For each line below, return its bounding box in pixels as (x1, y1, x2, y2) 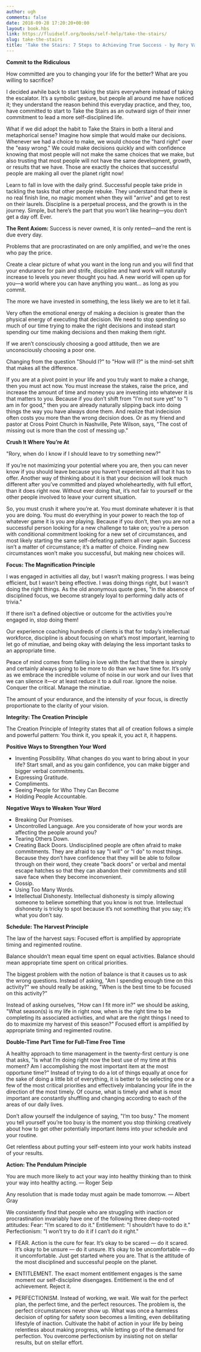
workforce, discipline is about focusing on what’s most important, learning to (6, 634, 195, 641)
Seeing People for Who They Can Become (14, 786, 120, 793)
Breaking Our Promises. (14, 816, 74, 823)
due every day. (6, 231, 43, 238)
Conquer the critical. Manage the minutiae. (6, 684, 112, 691)
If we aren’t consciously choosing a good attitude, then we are (6, 339, 160, 347)
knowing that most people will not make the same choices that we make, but (6, 150, 194, 157)
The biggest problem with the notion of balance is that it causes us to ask (6, 971, 187, 978)
